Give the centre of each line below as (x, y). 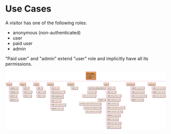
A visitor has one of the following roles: (46, 23)
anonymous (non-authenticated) (47, 32)
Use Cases (28, 9)
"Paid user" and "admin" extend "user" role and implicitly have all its (77, 58)
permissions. (19, 64)
